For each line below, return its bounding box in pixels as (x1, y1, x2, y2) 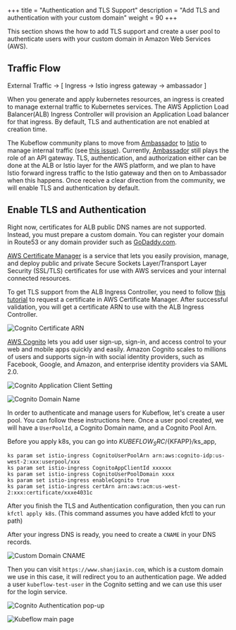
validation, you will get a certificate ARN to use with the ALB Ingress (7, 303, 204, 311)
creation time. (7, 125, 48, 133)
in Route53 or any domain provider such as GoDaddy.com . (7, 238, 178, 246)
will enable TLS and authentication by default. (7, 183, 140, 192)
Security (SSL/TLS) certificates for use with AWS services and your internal (7, 266, 227, 274)
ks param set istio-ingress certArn (7, 483, 115, 490)
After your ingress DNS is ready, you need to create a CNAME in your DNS (7, 531, 216, 539)
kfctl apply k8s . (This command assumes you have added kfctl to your (7, 509, 216, 518)
